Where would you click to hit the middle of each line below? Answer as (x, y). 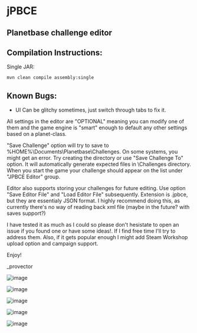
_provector (20, 266)
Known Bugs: (32, 96)
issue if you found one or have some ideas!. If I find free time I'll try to (91, 231)
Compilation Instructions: (55, 52)
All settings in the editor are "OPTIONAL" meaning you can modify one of (96, 122)
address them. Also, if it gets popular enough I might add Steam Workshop (97, 237)
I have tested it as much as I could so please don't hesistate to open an (93, 225)
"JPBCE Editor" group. (34, 177)
